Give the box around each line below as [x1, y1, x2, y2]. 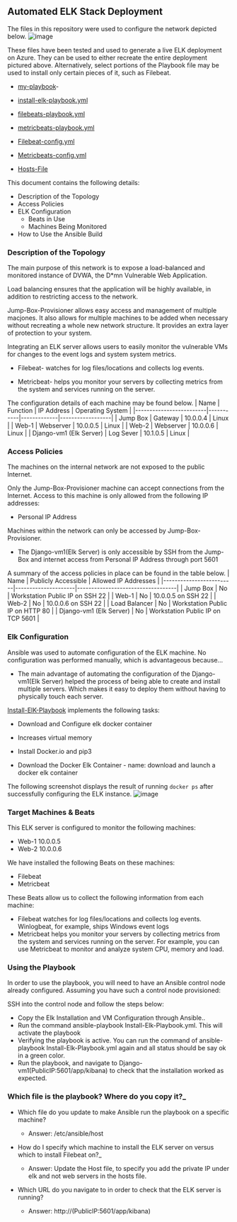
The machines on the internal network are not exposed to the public [7, 462, 205, 471]
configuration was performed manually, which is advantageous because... [7, 655, 224, 664]
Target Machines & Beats [7, 807, 96, 817]
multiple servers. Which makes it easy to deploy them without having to [17, 684, 226, 693]
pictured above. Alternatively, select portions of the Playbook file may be [7, 60, 219, 70]
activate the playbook [17, 1028, 81, 1038]
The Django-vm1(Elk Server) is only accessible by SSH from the [17, 548, 203, 556]
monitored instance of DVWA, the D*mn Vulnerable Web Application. [7, 271, 207, 279]
